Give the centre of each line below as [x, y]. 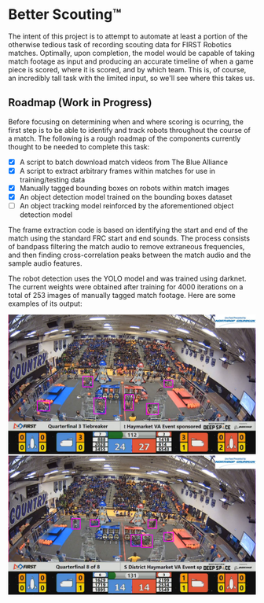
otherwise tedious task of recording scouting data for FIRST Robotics [120, 44]
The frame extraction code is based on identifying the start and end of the [128, 230]
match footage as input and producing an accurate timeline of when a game [131, 61]
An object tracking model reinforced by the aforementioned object [126, 206]
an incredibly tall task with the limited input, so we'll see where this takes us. [132, 78]
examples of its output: [45, 303]
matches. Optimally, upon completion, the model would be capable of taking [132, 53]
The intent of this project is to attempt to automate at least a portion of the [128, 36]
